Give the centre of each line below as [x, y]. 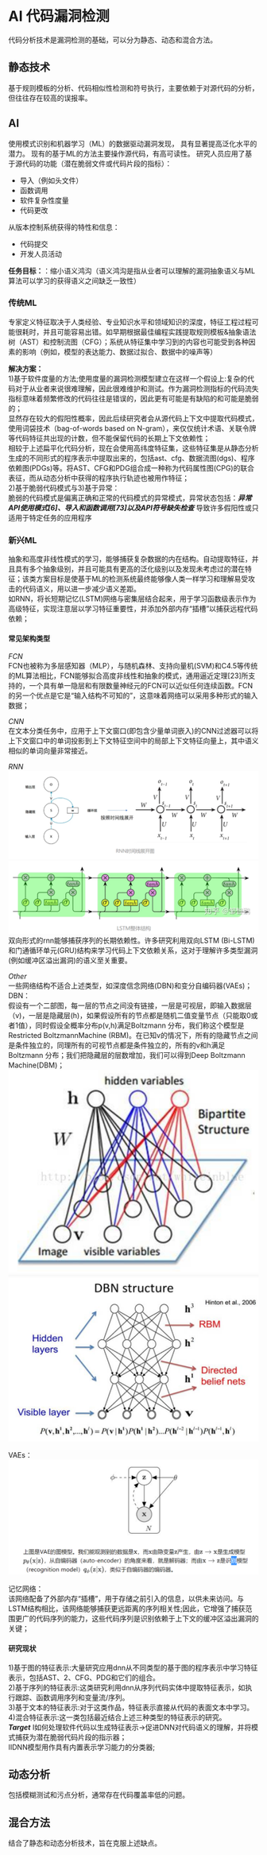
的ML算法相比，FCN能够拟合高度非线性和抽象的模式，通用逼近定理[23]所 [128, 676]
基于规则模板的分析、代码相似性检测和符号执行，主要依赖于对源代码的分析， [133, 87]
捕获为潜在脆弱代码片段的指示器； [71, 1737]
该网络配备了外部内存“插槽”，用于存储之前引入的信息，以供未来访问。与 [126, 1599]
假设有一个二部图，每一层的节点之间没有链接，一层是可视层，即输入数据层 [130, 1005]
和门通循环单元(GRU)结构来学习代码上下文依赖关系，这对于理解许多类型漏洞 [133, 951]
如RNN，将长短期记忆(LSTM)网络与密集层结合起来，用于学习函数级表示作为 [132, 599]
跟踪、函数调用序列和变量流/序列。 [72, 1697]
